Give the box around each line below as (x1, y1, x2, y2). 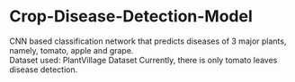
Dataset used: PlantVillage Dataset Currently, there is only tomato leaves (9, 54, 278, 65)
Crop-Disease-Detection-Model (9, 6, 254, 27)
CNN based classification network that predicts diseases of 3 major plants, (9, 36, 287, 46)
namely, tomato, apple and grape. (9, 45, 134, 55)
